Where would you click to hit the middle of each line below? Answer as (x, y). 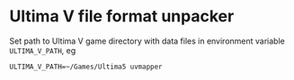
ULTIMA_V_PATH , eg (43, 50)
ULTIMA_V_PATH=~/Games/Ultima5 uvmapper (86, 67)
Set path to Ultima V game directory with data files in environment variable (147, 41)
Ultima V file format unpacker (122, 16)
